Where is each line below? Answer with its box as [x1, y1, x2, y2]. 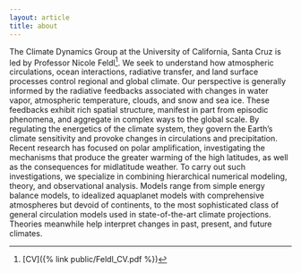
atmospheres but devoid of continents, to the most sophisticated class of [9, 200, 279, 210]
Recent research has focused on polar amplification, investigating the [9, 142, 266, 153]
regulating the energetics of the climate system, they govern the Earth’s [9, 124, 273, 134]
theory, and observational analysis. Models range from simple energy [9, 181, 266, 192]
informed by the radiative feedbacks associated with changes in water [9, 86, 269, 97]
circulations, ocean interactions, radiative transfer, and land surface [9, 66, 259, 77]
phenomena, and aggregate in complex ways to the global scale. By [9, 114, 260, 125]
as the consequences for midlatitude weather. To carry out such [9, 162, 246, 173]
